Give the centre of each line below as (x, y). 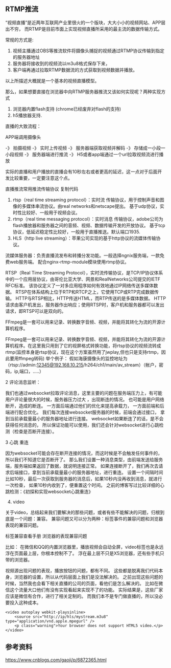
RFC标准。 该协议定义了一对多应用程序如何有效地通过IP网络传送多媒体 (80, 285)
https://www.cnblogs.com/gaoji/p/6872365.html (56, 660)
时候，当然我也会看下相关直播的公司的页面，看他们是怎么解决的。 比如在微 (84, 583)
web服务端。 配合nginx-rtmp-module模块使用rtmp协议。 (69, 262)
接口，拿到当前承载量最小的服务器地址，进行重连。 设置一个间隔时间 (91, 472)
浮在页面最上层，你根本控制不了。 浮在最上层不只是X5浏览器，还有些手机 (82, 553)
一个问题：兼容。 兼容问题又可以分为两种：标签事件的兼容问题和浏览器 (89, 519)
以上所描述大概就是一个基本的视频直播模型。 (52, 80)
